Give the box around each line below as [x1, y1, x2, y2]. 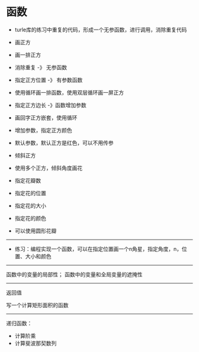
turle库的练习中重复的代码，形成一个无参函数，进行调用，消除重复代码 [14, 26, 187, 33]
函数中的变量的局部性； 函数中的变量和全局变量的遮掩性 [6, 270, 143, 278]
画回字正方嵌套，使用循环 [14, 114, 78, 121]
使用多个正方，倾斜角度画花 [14, 164, 83, 172]
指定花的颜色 [14, 214, 46, 222]
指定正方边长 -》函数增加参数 [14, 101, 87, 108]
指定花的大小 [14, 202, 46, 209]
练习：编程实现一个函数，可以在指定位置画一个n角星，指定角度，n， [14, 245, 182, 252]
